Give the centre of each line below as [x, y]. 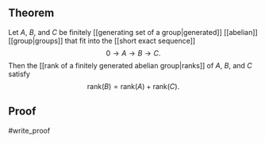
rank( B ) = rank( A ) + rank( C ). [133, 86]
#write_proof [29, 130]
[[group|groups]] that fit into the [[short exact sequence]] [102, 41]
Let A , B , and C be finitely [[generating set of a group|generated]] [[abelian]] [133, 32]
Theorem [31, 13]
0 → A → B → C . [133, 53]
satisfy [19, 74]
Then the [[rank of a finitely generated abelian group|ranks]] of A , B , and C [130, 65]
